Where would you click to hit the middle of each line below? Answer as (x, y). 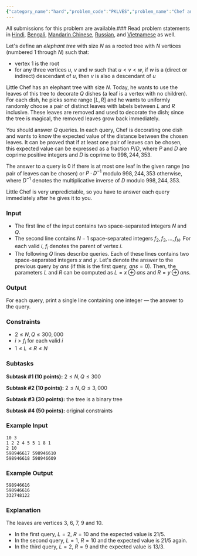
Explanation (23, 510)
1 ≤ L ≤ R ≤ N (31, 348)
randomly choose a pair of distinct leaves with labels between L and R (91, 106)
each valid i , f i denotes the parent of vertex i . (69, 247)
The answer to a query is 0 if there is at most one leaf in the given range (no (98, 166)
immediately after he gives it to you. (49, 198)
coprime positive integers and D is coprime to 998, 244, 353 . (79, 155)
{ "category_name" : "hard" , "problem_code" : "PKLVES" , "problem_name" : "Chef (95, 11)
